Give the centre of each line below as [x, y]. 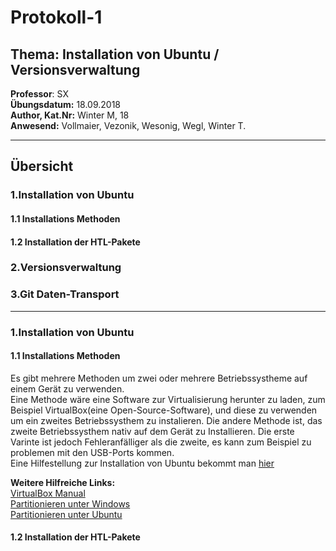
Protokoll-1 [56, 17]
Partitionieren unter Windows [70, 503]
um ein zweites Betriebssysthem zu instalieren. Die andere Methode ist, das [166, 420]
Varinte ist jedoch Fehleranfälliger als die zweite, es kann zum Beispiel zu [161, 442]
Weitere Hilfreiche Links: [63, 482]
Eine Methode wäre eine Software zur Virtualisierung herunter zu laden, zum [168, 399]
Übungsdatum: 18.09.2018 [66, 104]
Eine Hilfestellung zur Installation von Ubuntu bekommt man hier [142, 463]
